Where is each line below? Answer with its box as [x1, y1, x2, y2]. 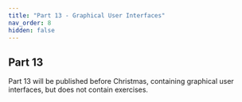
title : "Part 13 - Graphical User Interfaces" [8, 11, 166, 20]
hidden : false [8, 26, 56, 34]
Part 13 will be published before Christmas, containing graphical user [8, 77, 235, 86]
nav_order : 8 [8, 19, 52, 27]
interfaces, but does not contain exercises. [8, 85, 149, 95]
